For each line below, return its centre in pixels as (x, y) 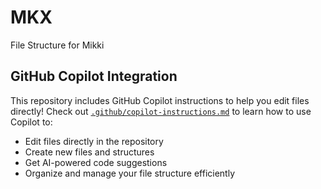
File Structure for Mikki (57, 45)
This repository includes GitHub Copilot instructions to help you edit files (160, 100)
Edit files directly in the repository (94, 141)
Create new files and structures (89, 152)
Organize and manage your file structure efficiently (130, 173)
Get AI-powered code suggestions (96, 162)
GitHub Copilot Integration (94, 76)
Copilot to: (31, 122)
